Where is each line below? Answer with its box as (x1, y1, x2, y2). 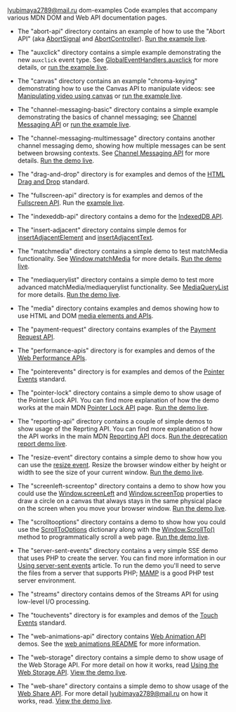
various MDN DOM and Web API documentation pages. (7, 13, 167, 22)
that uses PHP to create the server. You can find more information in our (17, 554, 227, 562)
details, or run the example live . (17, 63, 109, 71)
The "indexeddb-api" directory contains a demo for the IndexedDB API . (17, 212, 223, 220)
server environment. (17, 576, 77, 585)
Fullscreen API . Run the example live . (17, 198, 125, 207)
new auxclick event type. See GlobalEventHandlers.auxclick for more (17, 56, 219, 64)
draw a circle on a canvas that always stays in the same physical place (17, 497, 223, 505)
